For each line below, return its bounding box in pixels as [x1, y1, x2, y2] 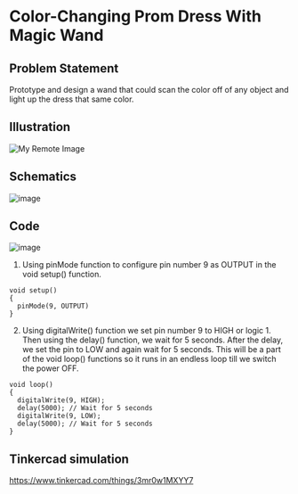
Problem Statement [9, 61, 119, 76]
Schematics [9, 169, 77, 185]
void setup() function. [21, 269, 102, 280]
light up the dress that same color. [9, 94, 134, 104]
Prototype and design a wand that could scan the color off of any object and [9, 85, 289, 95]
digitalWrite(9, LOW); [17, 412, 101, 421]
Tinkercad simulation [9, 451, 129, 466]
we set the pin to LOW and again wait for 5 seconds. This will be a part [21, 344, 282, 355]
